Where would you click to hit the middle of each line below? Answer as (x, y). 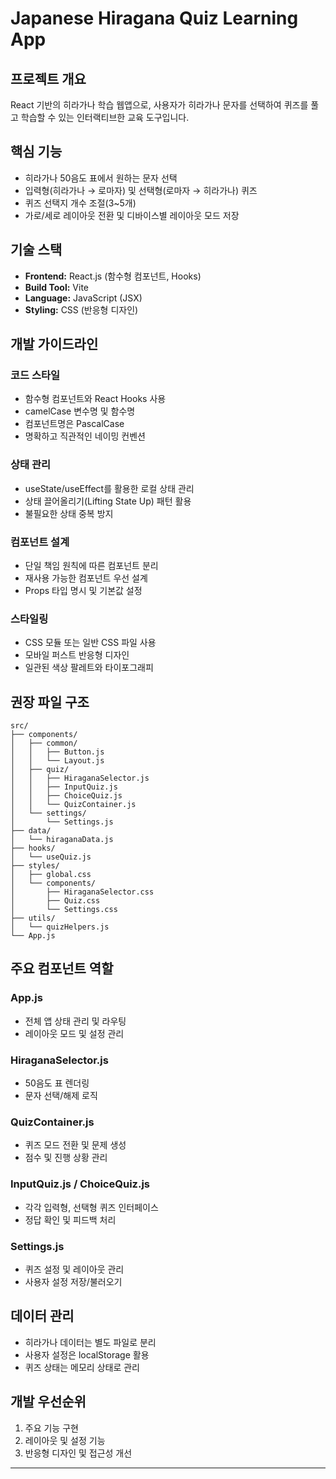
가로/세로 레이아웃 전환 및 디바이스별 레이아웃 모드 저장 (132, 215)
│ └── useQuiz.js (51, 857)
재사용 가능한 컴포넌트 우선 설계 (86, 578)
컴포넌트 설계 (40, 542)
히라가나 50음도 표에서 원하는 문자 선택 (101, 178)
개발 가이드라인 (54, 344)
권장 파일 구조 (50, 702)
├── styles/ (35, 866)
